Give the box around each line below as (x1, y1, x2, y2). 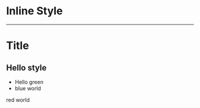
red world (6, 96, 30, 103)
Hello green (14, 78, 43, 85)
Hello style (6, 63, 47, 73)
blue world (14, 85, 42, 92)
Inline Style (6, 4, 63, 18)
